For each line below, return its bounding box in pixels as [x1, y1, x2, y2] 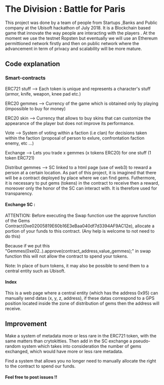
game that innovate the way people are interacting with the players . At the [5, 30, 156, 36]
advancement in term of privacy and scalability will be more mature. [5, 46, 142, 51]
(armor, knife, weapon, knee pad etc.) [5, 91, 81, 96]
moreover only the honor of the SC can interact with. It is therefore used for [5, 185, 158, 191]
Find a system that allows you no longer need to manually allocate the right [5, 358, 157, 363]
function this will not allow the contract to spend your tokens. [5, 253, 128, 259]
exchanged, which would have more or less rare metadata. [5, 348, 123, 354]
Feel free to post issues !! [5, 374, 58, 380]
